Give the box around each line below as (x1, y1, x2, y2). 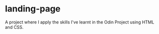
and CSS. (5, 24, 24, 30)
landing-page (5, 3, 61, 14)
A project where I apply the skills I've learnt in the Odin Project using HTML (5, 19, 155, 25)
